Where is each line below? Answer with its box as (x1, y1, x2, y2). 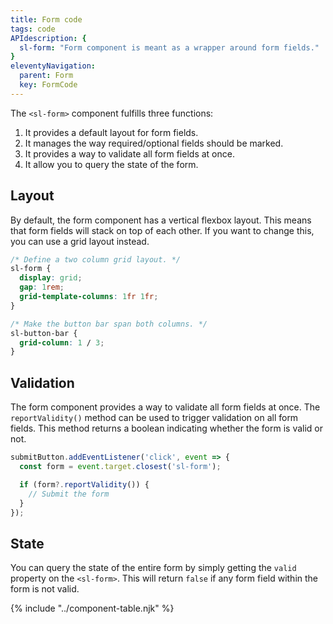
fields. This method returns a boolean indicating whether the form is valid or (10, 422, 324, 435)
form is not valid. (10, 583, 80, 595)
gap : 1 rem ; (19, 282, 65, 293)
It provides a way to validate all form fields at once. (24, 147, 235, 160)
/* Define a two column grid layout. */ (10, 254, 182, 265)
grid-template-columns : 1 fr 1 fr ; (19, 292, 159, 302)
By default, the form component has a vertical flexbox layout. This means (10, 214, 312, 226)
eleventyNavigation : (10, 61, 97, 71)
